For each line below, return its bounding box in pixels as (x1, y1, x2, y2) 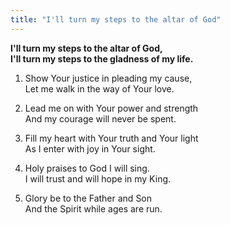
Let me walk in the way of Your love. (24, 82, 175, 95)
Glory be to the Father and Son (24, 192, 153, 204)
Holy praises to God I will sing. (24, 162, 150, 174)
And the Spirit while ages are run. (24, 202, 163, 215)
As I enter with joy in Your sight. (24, 142, 156, 155)
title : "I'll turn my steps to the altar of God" (10, 14, 222, 25)
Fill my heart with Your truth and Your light (24, 132, 199, 144)
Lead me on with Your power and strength (24, 102, 199, 114)
